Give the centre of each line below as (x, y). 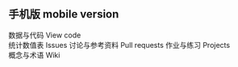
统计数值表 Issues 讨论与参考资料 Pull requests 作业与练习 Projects (119, 45)
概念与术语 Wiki (34, 55)
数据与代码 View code (45, 35)
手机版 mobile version (64, 14)
